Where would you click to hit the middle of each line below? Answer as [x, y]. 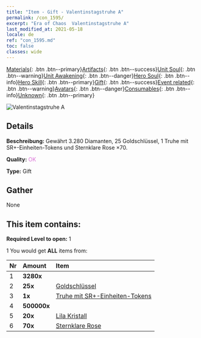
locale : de [20, 35]
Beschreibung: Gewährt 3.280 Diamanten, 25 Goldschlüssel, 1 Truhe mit [97, 141]
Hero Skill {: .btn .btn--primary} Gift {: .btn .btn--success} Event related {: [106, 82]
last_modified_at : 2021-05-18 [45, 29]
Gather [20, 190]
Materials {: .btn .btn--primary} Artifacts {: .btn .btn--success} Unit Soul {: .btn [101, 69]
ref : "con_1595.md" [31, 40]
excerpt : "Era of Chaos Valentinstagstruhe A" [68, 23]
